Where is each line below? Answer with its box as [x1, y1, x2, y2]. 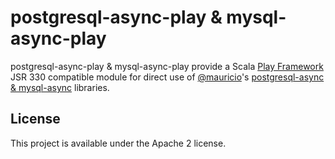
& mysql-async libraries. [10, 81, 110, 93]
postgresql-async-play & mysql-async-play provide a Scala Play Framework [10, 60, 324, 72]
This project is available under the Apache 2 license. [10, 137, 227, 149]
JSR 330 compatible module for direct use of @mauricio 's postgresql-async [10, 71, 325, 83]
